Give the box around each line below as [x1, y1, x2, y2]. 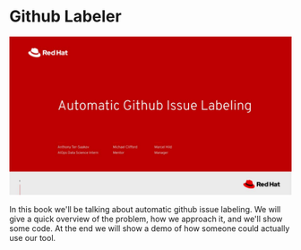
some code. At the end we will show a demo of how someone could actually [9, 223, 290, 234]
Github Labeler [9, 6, 123, 27]
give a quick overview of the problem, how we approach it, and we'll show [9, 213, 283, 225]
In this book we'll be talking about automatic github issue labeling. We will [9, 204, 281, 215]
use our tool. [9, 233, 56, 244]
